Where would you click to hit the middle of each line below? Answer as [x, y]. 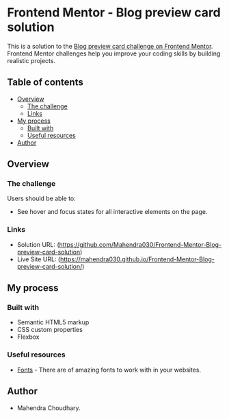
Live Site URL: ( [39, 259]
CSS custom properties [50, 330]
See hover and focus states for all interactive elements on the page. [112, 212]
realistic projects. [31, 60]
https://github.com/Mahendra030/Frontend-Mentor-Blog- [140, 244]
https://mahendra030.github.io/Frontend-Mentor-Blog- [138, 259]
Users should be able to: [42, 199]
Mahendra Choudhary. [49, 408]
